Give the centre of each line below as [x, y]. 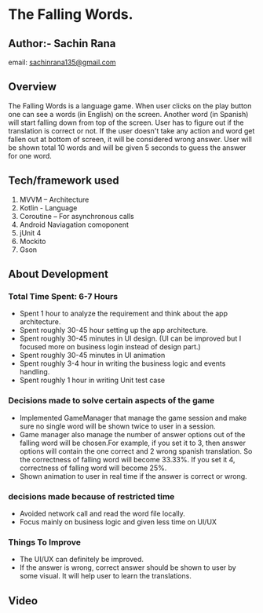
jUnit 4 [30, 232]
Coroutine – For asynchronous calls [77, 216]
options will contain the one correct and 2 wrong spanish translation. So [136, 451]
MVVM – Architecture [54, 199]
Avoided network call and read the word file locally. [102, 513]
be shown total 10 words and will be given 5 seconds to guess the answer [127, 148]
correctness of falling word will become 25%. [93, 468]
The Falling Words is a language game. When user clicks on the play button [130, 106]
